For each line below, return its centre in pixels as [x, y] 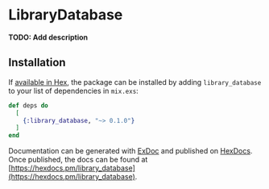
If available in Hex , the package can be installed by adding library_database [135, 82]
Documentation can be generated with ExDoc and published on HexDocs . [130, 151]
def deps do [28, 105]
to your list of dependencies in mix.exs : [73, 90]
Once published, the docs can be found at [78, 160]
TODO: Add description [48, 37]
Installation [37, 63]
